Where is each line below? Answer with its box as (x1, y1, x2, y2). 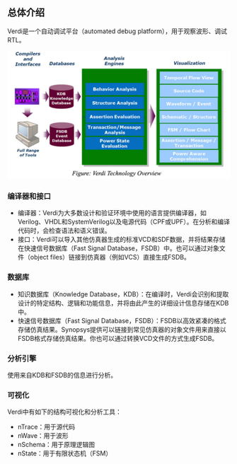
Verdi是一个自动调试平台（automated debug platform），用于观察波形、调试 (7, 27, 228, 35)
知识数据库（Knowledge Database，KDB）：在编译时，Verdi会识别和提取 (17, 289, 229, 298)
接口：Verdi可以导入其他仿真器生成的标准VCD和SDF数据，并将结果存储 (17, 236, 226, 244)
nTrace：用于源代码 (17, 423, 76, 431)
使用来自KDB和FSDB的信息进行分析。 (7, 371, 117, 380)
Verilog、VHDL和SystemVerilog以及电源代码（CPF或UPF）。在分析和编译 (17, 218, 230, 226)
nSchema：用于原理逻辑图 (17, 441, 96, 449)
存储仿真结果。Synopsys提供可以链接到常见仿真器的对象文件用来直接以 (17, 325, 226, 334)
